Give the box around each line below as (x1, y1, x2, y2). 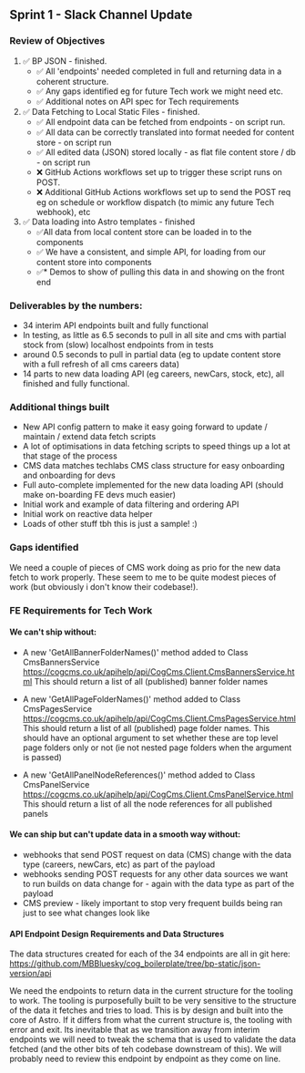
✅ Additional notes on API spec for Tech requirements (36, 96, 239, 107)
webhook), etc (36, 206, 91, 217)
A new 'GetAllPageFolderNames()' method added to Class (22, 693, 241, 705)
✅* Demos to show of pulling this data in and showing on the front (36, 266, 285, 277)
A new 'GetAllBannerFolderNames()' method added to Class (22, 646, 249, 657)
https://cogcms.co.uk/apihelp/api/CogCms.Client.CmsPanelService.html (22, 789, 294, 800)
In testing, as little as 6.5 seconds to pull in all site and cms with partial (22, 329, 287, 340)
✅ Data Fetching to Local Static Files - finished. (22, 106, 200, 117)
